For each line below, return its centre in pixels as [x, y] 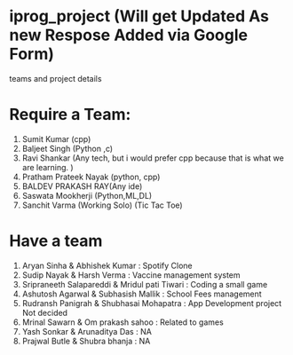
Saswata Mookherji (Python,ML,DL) [87, 195]
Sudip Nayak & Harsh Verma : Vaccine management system [131, 275]
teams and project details [55, 78]
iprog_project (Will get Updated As [139, 16]
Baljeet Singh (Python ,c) [67, 148]
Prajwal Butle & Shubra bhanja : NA [86, 341]
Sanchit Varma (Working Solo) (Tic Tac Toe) [103, 205]
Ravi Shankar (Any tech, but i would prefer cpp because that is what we [153, 158]
